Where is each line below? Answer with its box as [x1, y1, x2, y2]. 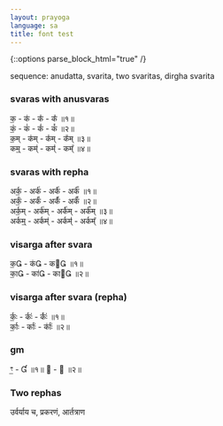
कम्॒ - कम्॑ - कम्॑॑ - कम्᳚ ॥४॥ [10, 143, 91, 153]
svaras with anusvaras [10, 93, 110, 105]
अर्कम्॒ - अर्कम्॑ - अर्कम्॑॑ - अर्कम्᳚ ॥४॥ [10, 215, 113, 226]
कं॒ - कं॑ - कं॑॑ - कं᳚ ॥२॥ [10, 123, 74, 134]
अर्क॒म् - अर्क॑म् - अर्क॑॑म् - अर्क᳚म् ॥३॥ [10, 205, 113, 216]
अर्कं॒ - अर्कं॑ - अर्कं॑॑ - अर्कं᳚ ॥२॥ [10, 196, 96, 206]
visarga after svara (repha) [10, 291, 127, 304]
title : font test [10, 29, 74, 38]
